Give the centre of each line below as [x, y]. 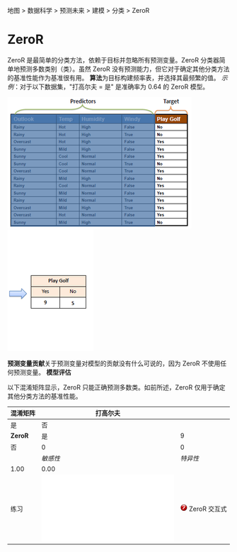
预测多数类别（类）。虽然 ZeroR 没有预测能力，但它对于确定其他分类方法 [125, 69]
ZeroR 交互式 [208, 509]
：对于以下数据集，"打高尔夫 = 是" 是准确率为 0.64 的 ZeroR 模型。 [111, 87]
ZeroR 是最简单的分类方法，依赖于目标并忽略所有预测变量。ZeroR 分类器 [113, 60]
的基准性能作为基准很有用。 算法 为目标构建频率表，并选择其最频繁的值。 [114, 77]
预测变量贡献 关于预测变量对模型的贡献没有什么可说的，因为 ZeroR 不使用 [114, 363]
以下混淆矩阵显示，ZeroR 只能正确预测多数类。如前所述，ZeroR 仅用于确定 [116, 387]
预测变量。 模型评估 [42, 372]
